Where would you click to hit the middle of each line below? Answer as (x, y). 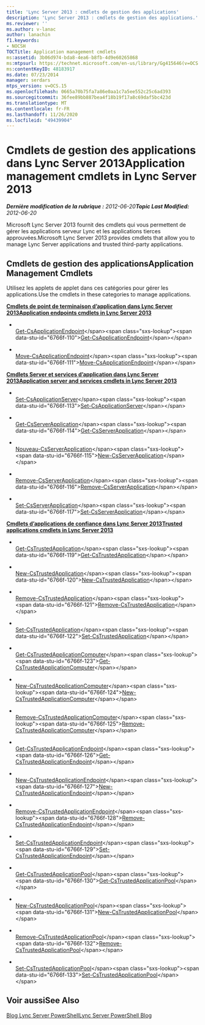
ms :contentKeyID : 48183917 (41, 69)
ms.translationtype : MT (37, 103)
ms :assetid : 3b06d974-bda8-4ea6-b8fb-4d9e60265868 (72, 58)
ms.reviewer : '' (27, 23)
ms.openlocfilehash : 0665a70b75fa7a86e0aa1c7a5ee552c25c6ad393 (89, 92)
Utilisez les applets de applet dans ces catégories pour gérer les (88, 288)
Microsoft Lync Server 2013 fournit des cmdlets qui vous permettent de (96, 225)
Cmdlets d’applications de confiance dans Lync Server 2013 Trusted (94, 524)
